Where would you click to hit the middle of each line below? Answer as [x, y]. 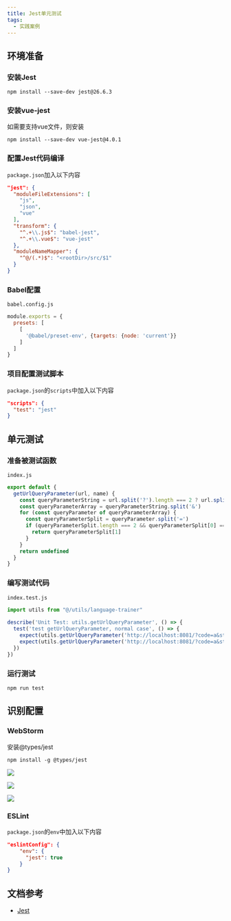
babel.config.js [30, 305]
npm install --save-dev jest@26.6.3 [59, 92]
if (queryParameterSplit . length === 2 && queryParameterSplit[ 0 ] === [127, 526]
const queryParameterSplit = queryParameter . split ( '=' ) [107, 519]
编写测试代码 [29, 583]
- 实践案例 [27, 26]
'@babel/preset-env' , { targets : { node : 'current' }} [101, 336]
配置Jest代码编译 [36, 158]
